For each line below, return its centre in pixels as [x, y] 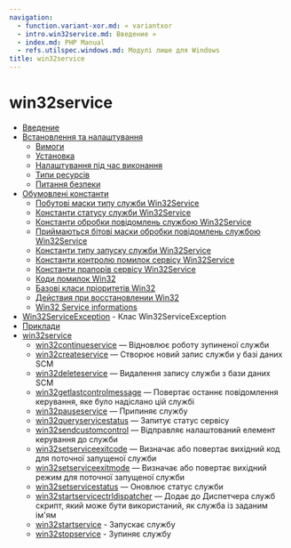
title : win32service [47, 59]
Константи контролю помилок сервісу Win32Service [135, 260]
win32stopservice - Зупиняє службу [103, 534]
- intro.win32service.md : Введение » [87, 34]
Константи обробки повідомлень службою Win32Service [143, 222]
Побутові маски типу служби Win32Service [117, 203]
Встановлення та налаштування [83, 137]
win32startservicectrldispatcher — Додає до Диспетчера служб [155, 496]
